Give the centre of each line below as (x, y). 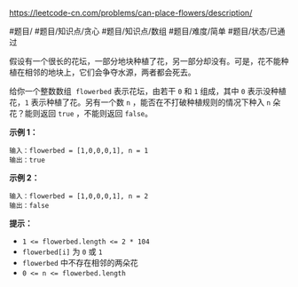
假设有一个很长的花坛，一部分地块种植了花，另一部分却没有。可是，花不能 (145, 61)
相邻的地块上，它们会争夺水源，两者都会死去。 (110, 72)
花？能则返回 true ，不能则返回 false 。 (81, 113)
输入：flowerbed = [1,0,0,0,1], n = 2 (79, 196)
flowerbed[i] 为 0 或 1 (62, 251)
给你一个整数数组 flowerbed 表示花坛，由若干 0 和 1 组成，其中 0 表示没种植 (148, 91)
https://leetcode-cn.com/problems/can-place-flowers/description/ (131, 13)
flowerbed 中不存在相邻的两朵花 (80, 263)
